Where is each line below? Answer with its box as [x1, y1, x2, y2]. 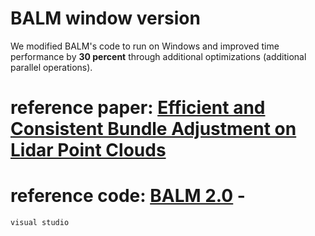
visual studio [10, 218, 70, 228]
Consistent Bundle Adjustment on [10, 118, 297, 141]
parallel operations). [10, 61, 93, 73]
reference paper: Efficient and [10, 97, 266, 119]
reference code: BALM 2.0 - [10, 185, 246, 207]
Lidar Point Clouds [10, 139, 167, 162]
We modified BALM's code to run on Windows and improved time [10, 40, 280, 52]
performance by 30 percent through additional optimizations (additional [10, 50, 307, 62]
